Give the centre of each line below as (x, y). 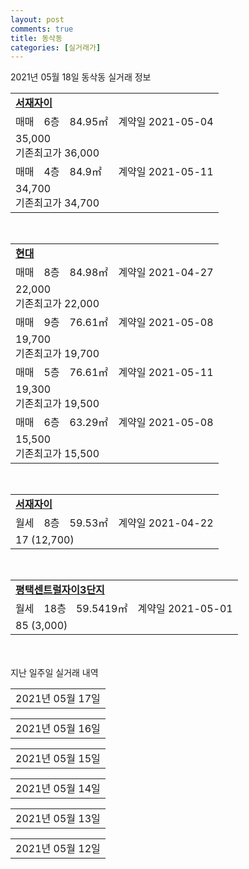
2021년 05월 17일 (58, 699)
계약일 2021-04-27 (166, 273)
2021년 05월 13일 (58, 819)
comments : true (42, 29)
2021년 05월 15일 (58, 759)
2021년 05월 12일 (58, 849)
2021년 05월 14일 (58, 789)
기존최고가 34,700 (57, 203)
